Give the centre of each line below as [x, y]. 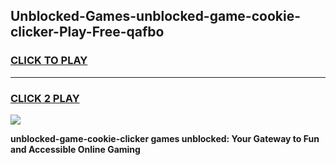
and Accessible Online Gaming [75, 149]
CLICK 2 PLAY [45, 98]
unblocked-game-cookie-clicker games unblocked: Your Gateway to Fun [165, 138]
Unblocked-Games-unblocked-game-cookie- [155, 16]
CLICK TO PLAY [49, 61]
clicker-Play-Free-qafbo [87, 32]
